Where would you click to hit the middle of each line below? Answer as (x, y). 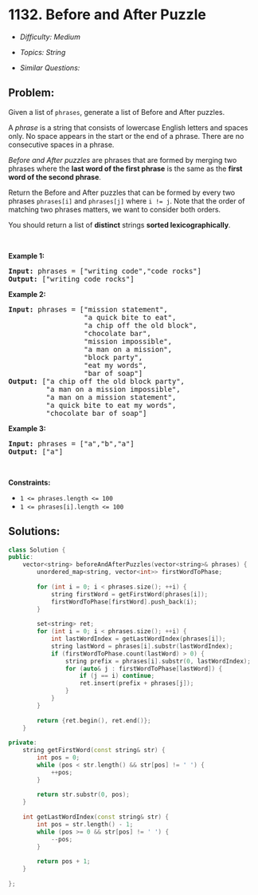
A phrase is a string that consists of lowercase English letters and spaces (128, 127)
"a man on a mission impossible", (113, 389)
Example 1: (27, 255)
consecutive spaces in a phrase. (61, 145)
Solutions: (34, 531)
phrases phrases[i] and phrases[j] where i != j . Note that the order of (127, 200)
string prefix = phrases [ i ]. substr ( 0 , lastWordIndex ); (158, 661)
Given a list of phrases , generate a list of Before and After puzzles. (117, 112)
